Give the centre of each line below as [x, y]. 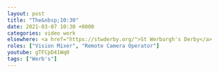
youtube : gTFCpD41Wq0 [38, 53]
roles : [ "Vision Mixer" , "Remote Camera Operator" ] [83, 46]
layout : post [26, 14]
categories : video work [42, 33]
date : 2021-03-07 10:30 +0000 [51, 26]
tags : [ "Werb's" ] [32, 59]
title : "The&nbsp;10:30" [43, 20]
